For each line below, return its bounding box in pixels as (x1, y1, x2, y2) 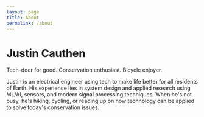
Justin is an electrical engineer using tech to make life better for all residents (6, 78, 198, 85)
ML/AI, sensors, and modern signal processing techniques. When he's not (6, 91, 192, 98)
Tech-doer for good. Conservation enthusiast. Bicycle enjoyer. (6, 66, 163, 73)
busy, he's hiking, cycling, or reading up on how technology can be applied (6, 98, 195, 105)
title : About (6, 15, 40, 21)
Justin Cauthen (6, 46, 86, 60)
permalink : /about (6, 20, 53, 26)
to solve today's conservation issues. (6, 104, 100, 111)
